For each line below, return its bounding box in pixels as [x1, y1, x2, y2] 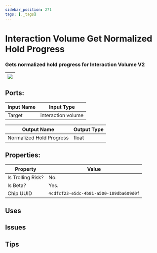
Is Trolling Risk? [7, 174, 44, 181]
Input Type [49, 103, 75, 110]
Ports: [5, 89, 25, 97]
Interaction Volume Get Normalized [5, 33, 153, 44]
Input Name [7, 103, 36, 110]
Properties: [5, 151, 40, 159]
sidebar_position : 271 [5, 7, 52, 12]
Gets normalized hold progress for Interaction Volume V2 [5, 61, 145, 68]
